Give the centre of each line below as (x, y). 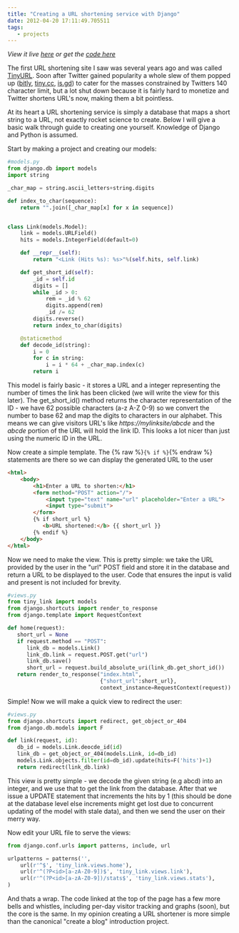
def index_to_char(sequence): (52, 201)
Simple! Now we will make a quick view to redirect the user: (95, 701)
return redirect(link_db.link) (63, 767)
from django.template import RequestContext (75, 615)
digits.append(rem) (74, 306)
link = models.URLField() (59, 233)
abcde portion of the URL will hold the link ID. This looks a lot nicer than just (119, 430)
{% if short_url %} (62, 519)
